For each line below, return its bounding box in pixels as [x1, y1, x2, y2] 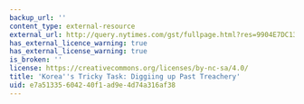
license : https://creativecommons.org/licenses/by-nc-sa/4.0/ [9, 64, 249, 73]
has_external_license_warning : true [9, 47, 147, 56]
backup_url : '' [9, 13, 67, 23]
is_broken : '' [9, 55, 63, 64]
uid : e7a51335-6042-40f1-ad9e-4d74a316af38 [9, 80, 176, 90]
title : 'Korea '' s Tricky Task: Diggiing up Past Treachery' [9, 72, 242, 81]
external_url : [9, 30, 63, 39]
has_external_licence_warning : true [9, 38, 147, 48]
